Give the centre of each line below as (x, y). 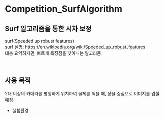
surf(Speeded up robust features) (40, 41)
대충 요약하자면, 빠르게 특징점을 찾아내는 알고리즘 (53, 53)
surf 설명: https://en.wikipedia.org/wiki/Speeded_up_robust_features (75, 47)
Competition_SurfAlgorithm (64, 9)
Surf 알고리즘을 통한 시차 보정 (48, 29)
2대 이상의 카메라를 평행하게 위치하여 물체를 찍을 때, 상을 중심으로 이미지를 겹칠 (82, 93)
